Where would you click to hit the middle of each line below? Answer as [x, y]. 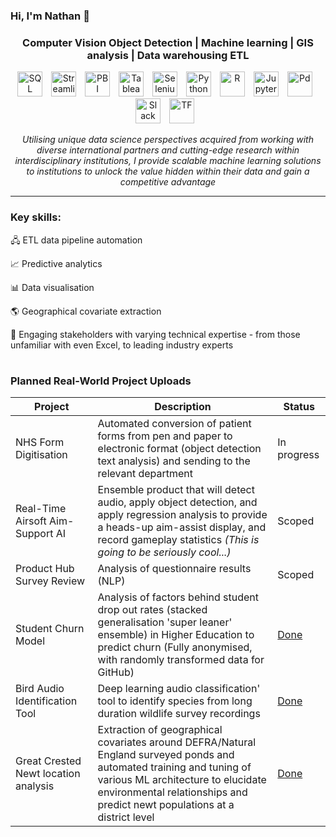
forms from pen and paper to [165, 436]
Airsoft [31, 521]
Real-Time [41, 509]
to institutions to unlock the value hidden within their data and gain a [168, 171]
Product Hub [45, 569]
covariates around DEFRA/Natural [177, 742]
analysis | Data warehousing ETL [168, 55]
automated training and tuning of [174, 767]
